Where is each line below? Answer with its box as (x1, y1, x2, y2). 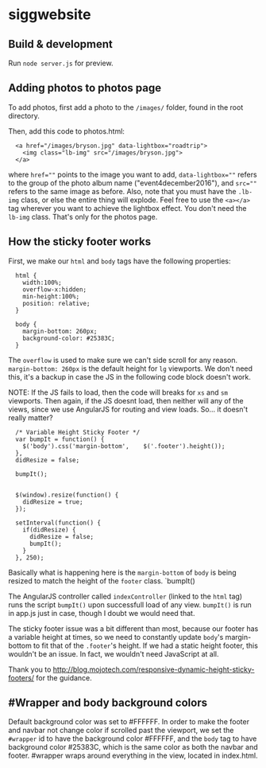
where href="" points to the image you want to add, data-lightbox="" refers (8, 170, 257, 179)
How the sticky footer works (8, 235, 152, 248)
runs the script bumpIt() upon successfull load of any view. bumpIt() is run (8, 599, 252, 610)
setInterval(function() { (15, 519, 102, 527)
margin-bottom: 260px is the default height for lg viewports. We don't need (8, 364, 253, 373)
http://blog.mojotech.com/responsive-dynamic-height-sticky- (52, 665, 256, 674)
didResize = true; (22, 497, 83, 506)
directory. (8, 111, 40, 120)
